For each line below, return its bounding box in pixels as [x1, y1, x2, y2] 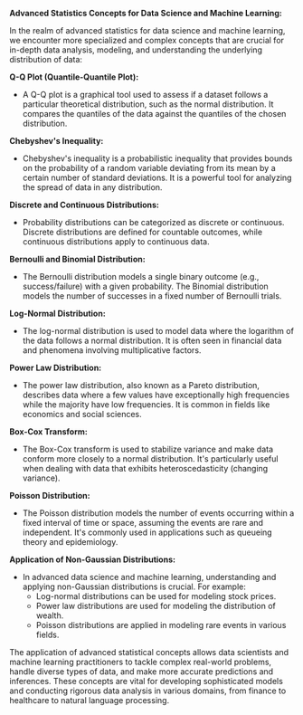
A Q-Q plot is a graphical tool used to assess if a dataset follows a [22, 90, 269, 100]
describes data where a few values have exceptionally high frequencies [22, 389, 290, 400]
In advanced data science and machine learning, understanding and [22, 572, 277, 582]
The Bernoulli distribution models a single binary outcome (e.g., [22, 272, 260, 281]
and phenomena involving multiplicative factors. [22, 345, 202, 356]
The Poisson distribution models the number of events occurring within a [22, 508, 295, 519]
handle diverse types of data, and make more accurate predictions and [9, 666, 274, 677]
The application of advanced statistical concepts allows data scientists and [9, 647, 289, 657]
